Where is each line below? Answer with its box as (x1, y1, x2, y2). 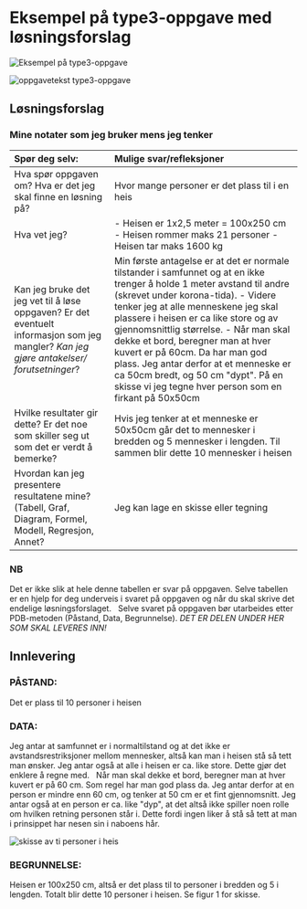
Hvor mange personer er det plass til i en (113, 179, 290, 192)
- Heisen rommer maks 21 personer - (113, 227, 279, 240)
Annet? (14, 535, 45, 548)
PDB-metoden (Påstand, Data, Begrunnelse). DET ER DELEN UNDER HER (9, 612, 285, 623)
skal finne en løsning (14, 190, 103, 203)
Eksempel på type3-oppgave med (9, 7, 272, 28)
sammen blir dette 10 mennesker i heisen (113, 446, 292, 459)
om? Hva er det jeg (14, 179, 96, 192)
